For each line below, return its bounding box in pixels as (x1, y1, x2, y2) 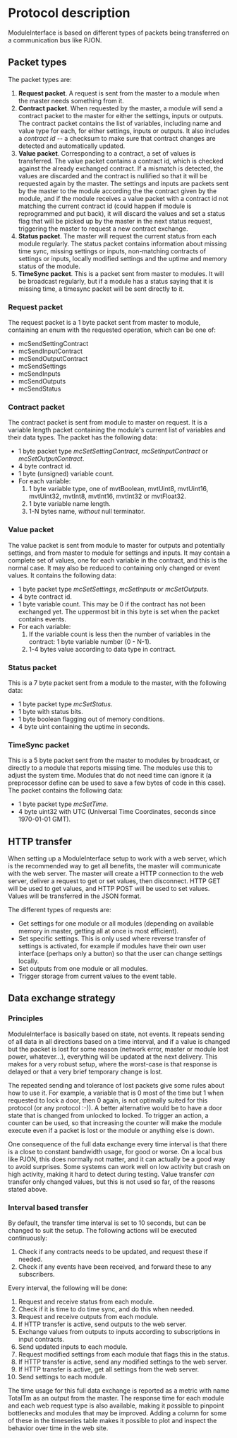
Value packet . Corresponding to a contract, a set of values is (18, 149, 196, 157)
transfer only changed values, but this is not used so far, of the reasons (8, 1177, 216, 1186)
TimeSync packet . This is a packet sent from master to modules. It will (18, 269, 224, 277)
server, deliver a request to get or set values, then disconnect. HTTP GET (8, 877, 221, 885)
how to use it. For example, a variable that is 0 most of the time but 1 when (8, 1088, 224, 1097)
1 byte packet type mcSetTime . (18, 800, 109, 808)
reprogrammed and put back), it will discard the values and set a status (18, 209, 226, 217)
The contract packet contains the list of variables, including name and (18, 119, 221, 127)
